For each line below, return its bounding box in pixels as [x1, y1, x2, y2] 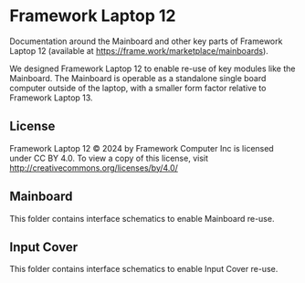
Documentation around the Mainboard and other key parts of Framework [9, 36, 283, 47]
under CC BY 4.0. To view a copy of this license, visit [9, 152, 208, 163]
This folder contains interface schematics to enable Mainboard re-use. [9, 213, 275, 224]
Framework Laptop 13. [9, 92, 93, 103]
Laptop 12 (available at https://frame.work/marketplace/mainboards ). [9, 45, 269, 56]
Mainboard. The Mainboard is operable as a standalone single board [9, 72, 267, 83]
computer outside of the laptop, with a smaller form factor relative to [9, 82, 267, 93]
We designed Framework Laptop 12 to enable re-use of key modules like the [9, 63, 296, 74]
